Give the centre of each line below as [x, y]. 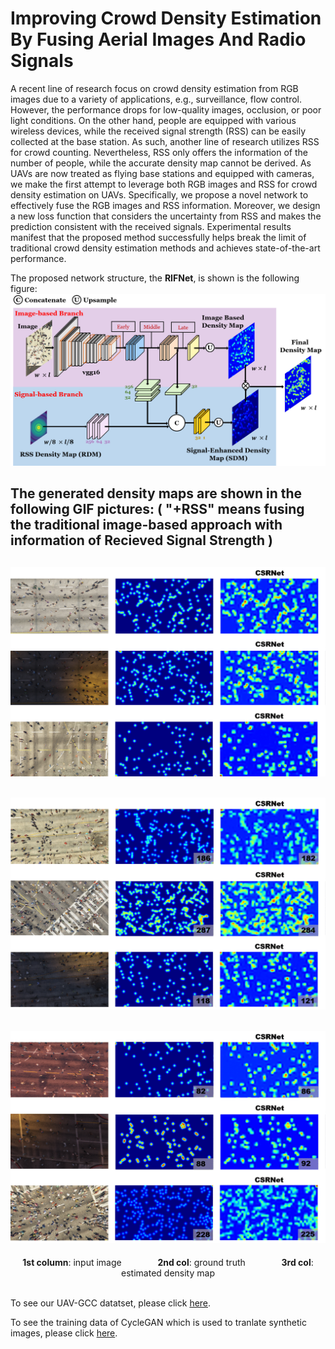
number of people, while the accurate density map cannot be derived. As [161, 163]
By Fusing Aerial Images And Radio [158, 39]
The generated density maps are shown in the [156, 493]
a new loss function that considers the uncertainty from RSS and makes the [166, 216]
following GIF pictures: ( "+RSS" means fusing [157, 509]
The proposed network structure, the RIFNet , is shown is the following [155, 278]
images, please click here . [64, 1333]
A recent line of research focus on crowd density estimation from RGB [154, 88]
